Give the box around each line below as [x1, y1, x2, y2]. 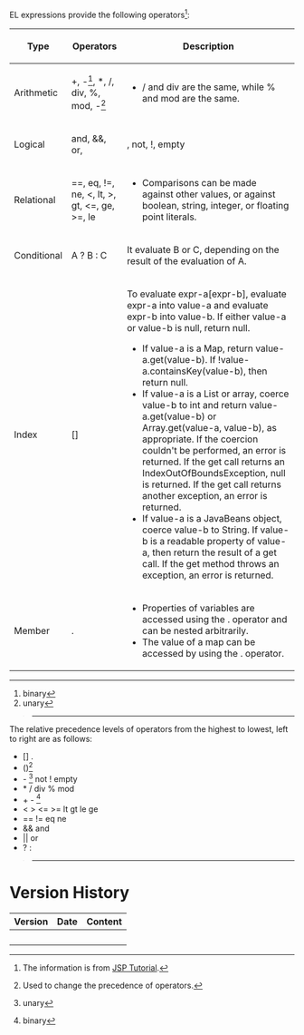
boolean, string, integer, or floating [141, 200, 290, 212]
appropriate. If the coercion [141, 433, 259, 445]
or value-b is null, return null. [126, 322, 251, 335]
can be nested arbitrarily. [141, 625, 249, 638]
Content [86, 915, 122, 928]
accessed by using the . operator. [141, 648, 285, 660]
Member [14, 625, 50, 638]
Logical [14, 138, 45, 151]
